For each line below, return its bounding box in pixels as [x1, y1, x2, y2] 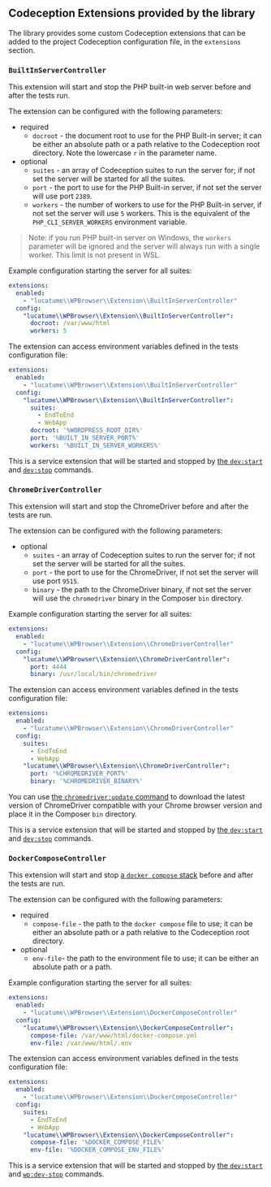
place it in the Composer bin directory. [8, 809, 138, 819]
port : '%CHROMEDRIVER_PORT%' [29, 769, 129, 778]
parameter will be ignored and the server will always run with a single [28, 241, 260, 251]
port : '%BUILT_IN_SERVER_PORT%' [29, 434, 140, 442]
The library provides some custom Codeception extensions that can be [8, 28, 246, 37]
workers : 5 [29, 327, 67, 336]
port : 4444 [29, 662, 67, 671]
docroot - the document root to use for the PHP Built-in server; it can [32, 131, 262, 141]
